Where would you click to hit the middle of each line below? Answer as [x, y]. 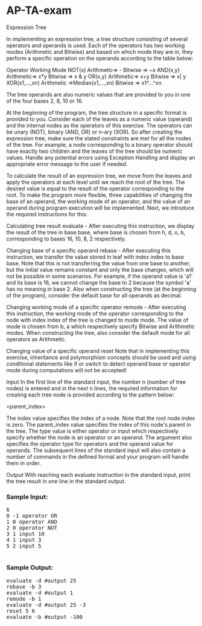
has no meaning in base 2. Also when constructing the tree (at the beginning [101, 289]
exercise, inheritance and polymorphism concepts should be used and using [101, 357]
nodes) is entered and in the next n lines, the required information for [92, 388]
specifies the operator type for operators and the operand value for [90, 444]
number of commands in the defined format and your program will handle [97, 456]
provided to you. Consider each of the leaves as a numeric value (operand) [99, 119]
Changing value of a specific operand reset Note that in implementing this [98, 350]
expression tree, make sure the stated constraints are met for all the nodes [99, 138]
